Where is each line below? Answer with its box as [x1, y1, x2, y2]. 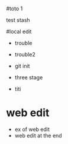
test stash [6, 17, 31, 23]
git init [14, 62, 30, 69]
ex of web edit [14, 126, 50, 133]
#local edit [6, 28, 32, 35]
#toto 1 [6, 5, 23, 12]
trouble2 [14, 51, 35, 58]
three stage [14, 74, 43, 81]
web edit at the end [14, 132, 62, 139]
